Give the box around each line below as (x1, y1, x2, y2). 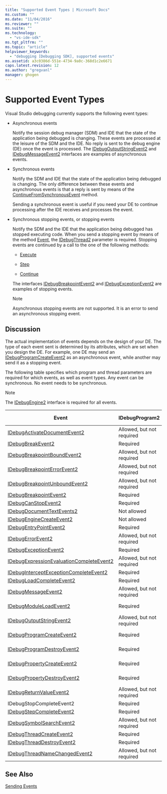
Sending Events (5, 783, 37, 790)
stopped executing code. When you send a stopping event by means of (12, 231, 159, 237)
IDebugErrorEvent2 (7, 535, 53, 542)
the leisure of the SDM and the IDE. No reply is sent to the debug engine (12, 140, 161, 146)
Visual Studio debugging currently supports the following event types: (5, 110, 149, 116)
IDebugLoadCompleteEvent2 (7, 577, 76, 584)
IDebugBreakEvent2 (7, 440, 55, 447)
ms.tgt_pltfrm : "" (5, 40, 43, 45)
